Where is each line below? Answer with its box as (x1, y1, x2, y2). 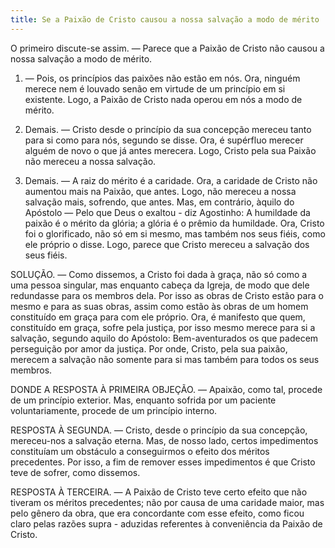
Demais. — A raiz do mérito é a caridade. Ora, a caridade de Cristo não (24, 174, 318, 186)
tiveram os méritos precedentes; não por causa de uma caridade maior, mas (10, 496, 325, 508)
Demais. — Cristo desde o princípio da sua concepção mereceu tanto (24, 123, 312, 135)
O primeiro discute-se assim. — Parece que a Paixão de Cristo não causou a (10, 42, 325, 54)
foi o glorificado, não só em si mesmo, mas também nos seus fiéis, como (24, 227, 326, 240)
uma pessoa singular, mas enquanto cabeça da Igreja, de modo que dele (10, 279, 310, 291)
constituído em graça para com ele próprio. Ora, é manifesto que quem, (10, 311, 306, 323)
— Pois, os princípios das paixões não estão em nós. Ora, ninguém (24, 72, 301, 84)
